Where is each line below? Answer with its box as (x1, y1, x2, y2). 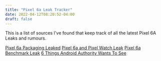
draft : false (5, 16, 32, 21)
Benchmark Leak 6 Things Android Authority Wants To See (5, 50, 126, 56)
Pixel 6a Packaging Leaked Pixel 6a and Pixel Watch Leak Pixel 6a (5, 45, 141, 51)
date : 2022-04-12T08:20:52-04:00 (5, 12, 75, 17)
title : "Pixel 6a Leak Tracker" (5, 7, 72, 12)
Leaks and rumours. (5, 35, 46, 41)
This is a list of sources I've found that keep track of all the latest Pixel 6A (5, 30, 156, 36)
